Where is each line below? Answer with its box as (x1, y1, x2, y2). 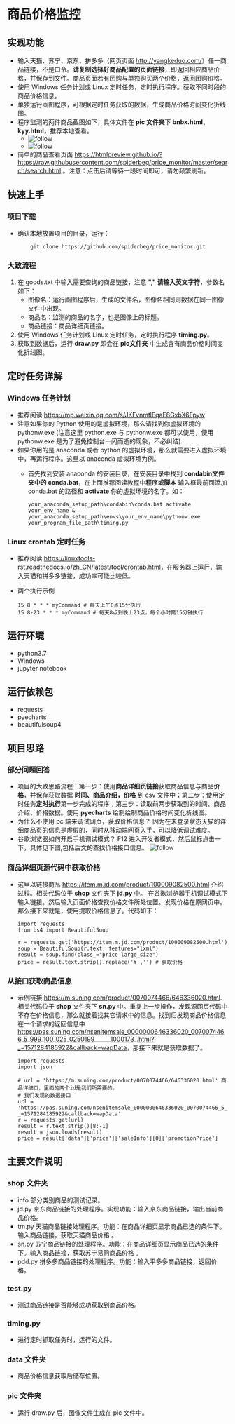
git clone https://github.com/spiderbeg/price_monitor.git (30, 243, 206, 250)
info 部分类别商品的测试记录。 (17, 1195, 104, 1204)
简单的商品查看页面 (17, 150, 73, 159)
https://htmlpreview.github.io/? (74, 150, 163, 159)
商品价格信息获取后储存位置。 (17, 1372, 104, 1381)
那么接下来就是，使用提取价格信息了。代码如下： (17, 906, 159, 915)
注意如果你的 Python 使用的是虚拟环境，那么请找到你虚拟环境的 (17, 419, 201, 428)
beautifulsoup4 (17, 720, 62, 728)
